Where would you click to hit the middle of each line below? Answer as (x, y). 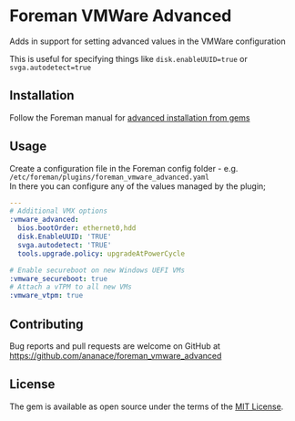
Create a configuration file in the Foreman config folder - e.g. (124, 168)
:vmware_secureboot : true (58, 279)
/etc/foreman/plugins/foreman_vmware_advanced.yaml (109, 177)
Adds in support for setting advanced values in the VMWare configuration (147, 41)
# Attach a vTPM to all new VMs (71, 287)
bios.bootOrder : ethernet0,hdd (77, 228)
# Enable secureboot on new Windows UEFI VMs (97, 270)
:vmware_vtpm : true (46, 296)
